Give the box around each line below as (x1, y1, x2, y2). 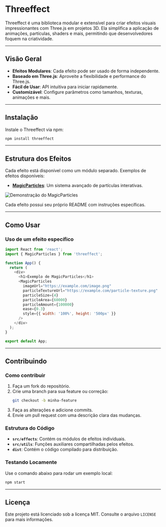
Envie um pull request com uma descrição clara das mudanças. (12, 412, 142, 418)
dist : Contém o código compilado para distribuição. (12, 447, 119, 453)
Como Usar (5, 221, 41, 229)
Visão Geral (5, 55, 42, 63)
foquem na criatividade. (5, 36, 53, 42)
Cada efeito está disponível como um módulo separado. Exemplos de (5, 168, 147, 174)
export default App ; (5, 338, 48, 343)
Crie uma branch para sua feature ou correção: (12, 389, 109, 395)
